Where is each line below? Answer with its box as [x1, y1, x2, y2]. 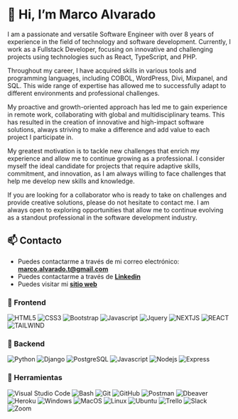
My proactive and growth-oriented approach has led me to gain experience [7, 102, 228, 111]
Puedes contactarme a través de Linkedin [17, 272, 141, 281]
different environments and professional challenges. [7, 89, 160, 97]
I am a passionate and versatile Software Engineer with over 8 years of [7, 30, 215, 38]
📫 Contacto [7, 234, 62, 247]
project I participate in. [7, 133, 73, 141]
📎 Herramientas [7, 373, 63, 383]
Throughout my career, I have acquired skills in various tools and [7, 66, 197, 75]
